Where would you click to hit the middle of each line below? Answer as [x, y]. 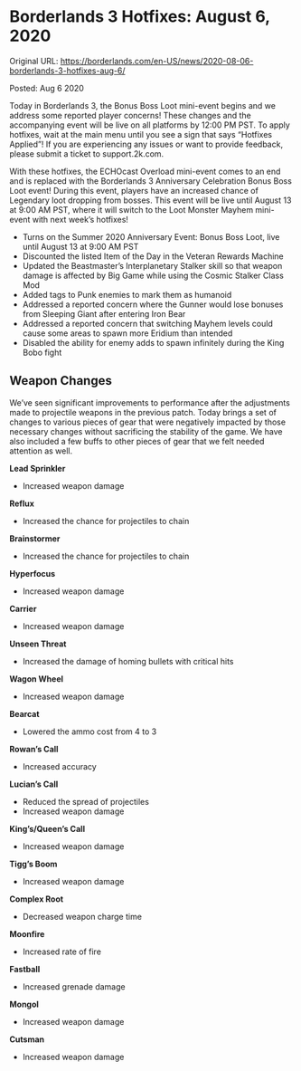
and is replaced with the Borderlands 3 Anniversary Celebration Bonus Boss [150, 181]
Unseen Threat [38, 644]
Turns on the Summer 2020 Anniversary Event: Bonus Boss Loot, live [151, 236]
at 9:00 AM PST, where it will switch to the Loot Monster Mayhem [132, 209]
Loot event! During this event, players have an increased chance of [134, 190]
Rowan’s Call [34, 749]
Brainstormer [35, 538]
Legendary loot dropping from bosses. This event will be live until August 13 [150, 200]
